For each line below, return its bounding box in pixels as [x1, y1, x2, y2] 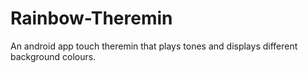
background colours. [10, 50, 97, 62]
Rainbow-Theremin [10, 7, 173, 30]
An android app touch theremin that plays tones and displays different [10, 40, 298, 52]
